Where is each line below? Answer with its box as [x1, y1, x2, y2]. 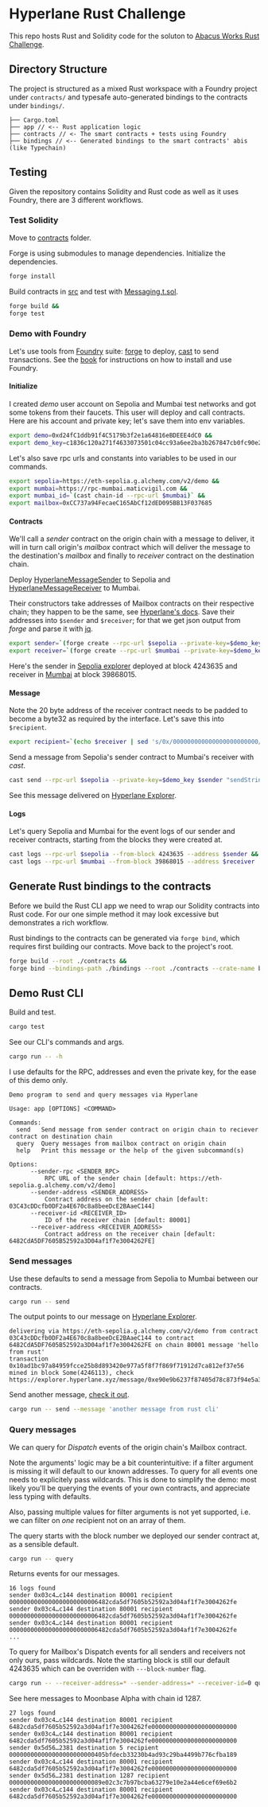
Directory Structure [9, 63, 108, 76]
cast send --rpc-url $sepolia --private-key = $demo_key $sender [9, 777, 223, 785]
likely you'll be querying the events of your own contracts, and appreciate [9, 1483, 251, 1493]
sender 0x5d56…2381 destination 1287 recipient [9, 1772, 170, 1780]
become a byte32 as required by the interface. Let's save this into [9, 714, 225, 724]
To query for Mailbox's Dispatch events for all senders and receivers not [9, 1647, 246, 1657]
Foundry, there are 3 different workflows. [9, 195, 144, 204]
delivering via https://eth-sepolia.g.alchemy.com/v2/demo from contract [9, 1327, 259, 1335]
